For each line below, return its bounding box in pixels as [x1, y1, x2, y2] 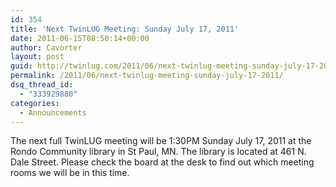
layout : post [10, 52, 65, 62]
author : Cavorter [10, 42, 83, 53]
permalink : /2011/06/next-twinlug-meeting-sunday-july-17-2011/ [10, 71, 284, 81]
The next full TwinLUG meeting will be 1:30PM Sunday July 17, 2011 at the [10, 135, 312, 147]
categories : [10, 98, 60, 108]
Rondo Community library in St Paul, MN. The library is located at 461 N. [10, 146, 307, 158]
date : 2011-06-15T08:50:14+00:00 [10, 33, 150, 43]
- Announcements [19, 107, 87, 118]
